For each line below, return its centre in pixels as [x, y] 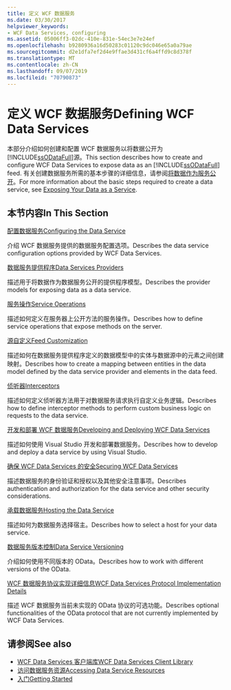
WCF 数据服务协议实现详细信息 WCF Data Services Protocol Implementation [114, 583]
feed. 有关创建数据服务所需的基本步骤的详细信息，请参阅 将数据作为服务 [109, 174]
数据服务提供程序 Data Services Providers [65, 268]
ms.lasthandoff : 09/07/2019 [47, 71]
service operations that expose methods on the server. [85, 326]
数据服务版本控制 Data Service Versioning [65, 547]
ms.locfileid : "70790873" [44, 77]
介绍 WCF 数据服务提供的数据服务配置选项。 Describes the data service [108, 246]
